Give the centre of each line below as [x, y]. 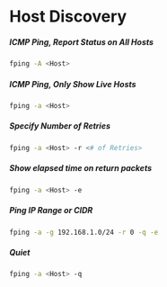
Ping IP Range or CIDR [51, 211]
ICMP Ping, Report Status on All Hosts [82, 41]
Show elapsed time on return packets [81, 168]
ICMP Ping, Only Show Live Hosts [73, 84]
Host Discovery [68, 17]
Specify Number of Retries [60, 126]
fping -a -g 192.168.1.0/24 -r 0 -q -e [84, 232]
